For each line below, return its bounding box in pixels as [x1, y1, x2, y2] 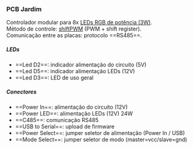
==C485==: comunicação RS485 [15, 117, 99, 124]
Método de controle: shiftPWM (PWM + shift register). [6, 25, 142, 32]
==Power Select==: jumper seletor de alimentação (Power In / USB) [15, 129, 185, 137]
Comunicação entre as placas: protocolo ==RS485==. [6, 32, 142, 39]
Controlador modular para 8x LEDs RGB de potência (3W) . [6, 19, 152, 26]
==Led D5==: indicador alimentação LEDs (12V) [15, 68, 135, 75]
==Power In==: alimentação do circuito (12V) [15, 103, 128, 111]
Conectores [6, 88, 37, 95]
